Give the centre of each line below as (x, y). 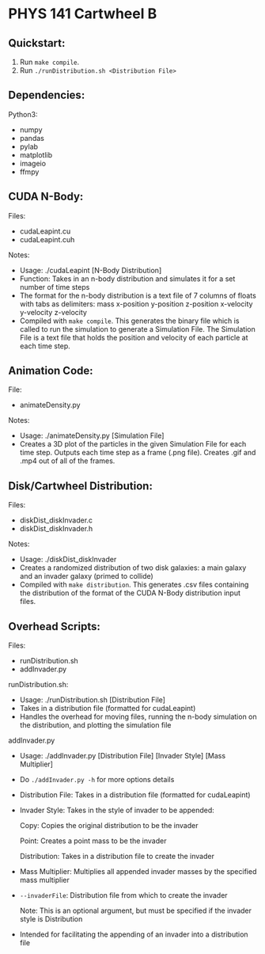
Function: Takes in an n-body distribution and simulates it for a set (127, 279)
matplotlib (36, 154)
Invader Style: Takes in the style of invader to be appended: (117, 810)
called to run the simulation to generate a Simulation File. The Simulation (137, 329)
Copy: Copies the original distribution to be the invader (109, 826)
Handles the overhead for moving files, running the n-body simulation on (138, 716)
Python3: (23, 114)
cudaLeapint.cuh (47, 239)
